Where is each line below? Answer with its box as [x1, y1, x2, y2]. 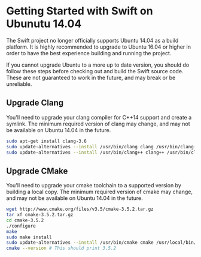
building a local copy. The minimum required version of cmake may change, [6, 188, 193, 196]
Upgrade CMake [6, 166, 68, 176]
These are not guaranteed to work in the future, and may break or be [6, 74, 176, 81]
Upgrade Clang [6, 98, 64, 108]
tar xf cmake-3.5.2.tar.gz [6, 212, 74, 218]
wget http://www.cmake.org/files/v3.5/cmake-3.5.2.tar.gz [6, 206, 154, 213]
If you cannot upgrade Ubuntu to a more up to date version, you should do [6, 61, 190, 68]
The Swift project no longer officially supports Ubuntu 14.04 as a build [6, 37, 179, 44]
